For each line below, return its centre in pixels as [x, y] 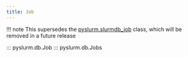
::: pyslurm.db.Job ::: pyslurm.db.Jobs [54, 47]
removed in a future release [41, 35]
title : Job [20, 12]
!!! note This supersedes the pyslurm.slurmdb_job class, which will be [94, 29]
